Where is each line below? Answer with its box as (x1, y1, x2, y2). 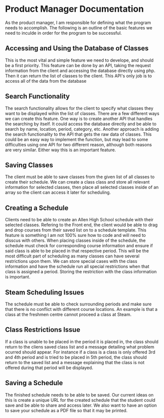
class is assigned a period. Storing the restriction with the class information (5, 269, 157, 275)
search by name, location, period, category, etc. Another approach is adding (5, 126, 159, 132)
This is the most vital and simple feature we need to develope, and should (5, 57, 154, 63)
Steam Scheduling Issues (5, 288, 84, 297)
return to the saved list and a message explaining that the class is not (5, 359, 144, 365)
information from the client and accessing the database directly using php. (5, 68, 156, 73)
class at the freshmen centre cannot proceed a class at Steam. (5, 312, 132, 317)
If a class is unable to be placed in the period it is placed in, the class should (5, 339, 159, 345)
